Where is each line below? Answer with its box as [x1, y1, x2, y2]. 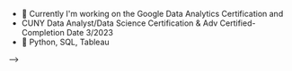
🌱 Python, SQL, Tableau [21, 36, 110, 47]
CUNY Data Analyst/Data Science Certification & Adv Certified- [21, 18, 256, 28]
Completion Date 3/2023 [21, 28, 114, 37]
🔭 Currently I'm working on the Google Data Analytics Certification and [21, 9, 284, 19]
